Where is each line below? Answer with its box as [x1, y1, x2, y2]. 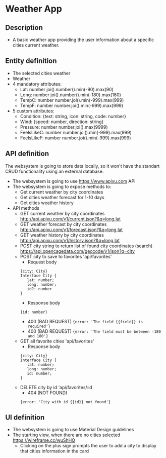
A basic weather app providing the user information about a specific [12, 36, 154, 43]
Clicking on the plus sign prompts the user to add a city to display [20, 443, 156, 449]
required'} [27, 324, 50, 329]
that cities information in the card [20, 448, 89, 454]
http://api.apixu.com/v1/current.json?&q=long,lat [20, 216, 121, 222]
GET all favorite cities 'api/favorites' [20, 338, 94, 344]
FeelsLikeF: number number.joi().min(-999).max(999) [20, 135, 131, 141]
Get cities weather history [20, 200, 74, 206]
